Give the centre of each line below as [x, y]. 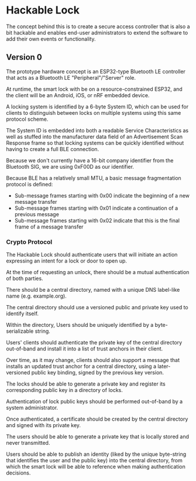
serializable [20, 331]
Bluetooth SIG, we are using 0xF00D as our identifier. [70, 166]
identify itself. [23, 313]
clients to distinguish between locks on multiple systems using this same [94, 112]
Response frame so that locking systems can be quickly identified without [95, 143]
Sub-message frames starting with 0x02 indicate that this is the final [97, 220]
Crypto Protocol [29, 242]
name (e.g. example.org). [37, 296]
